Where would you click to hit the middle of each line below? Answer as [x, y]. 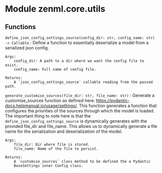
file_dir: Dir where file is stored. [52, 144]
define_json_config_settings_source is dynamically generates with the [76, 121]
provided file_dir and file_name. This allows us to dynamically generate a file [81, 126]
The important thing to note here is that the [48, 116]
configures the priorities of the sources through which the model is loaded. [80, 111]
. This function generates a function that [116, 106]
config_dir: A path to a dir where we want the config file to [79, 61]
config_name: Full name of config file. [55, 69]
